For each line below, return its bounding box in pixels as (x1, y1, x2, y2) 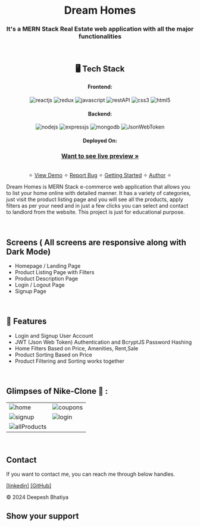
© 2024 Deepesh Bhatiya (6, 494, 69, 501)
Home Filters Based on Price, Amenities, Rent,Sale (14, 344, 139, 352)
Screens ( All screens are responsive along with (6, 237, 186, 247)
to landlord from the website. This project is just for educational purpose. (6, 209, 185, 216)
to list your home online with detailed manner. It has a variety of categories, (6, 190, 191, 197)
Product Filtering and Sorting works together (14, 357, 125, 365)
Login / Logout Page (14, 281, 65, 288)
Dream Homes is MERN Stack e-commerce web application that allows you (6, 183, 190, 190)
